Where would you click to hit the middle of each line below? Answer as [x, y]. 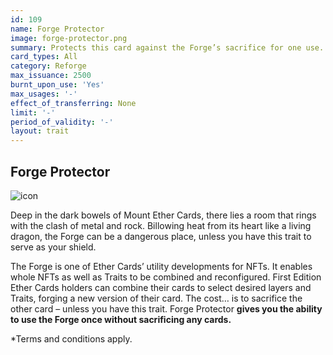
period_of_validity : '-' [62, 122]
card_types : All [44, 57]
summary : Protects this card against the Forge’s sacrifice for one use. [167, 47]
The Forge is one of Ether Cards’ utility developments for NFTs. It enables [161, 266]
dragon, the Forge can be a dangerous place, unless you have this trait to [161, 236]
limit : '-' [33, 112]
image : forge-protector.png [69, 38]
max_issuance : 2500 [51, 76]
